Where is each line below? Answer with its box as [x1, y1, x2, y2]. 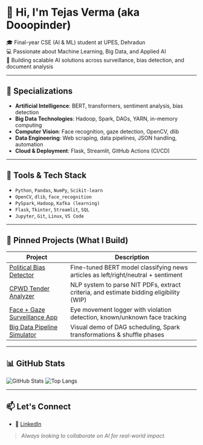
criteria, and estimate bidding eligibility [70, 288, 180, 297]
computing [14, 121, 42, 129]
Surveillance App [9, 313, 58, 322]
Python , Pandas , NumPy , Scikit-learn [14, 186, 103, 193]
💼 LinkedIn [14, 420, 42, 427]
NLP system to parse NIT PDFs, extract [70, 281, 181, 289]
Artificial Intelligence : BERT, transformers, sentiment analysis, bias [14, 102, 183, 109]
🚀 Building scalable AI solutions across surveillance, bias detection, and [6, 56, 184, 63]
